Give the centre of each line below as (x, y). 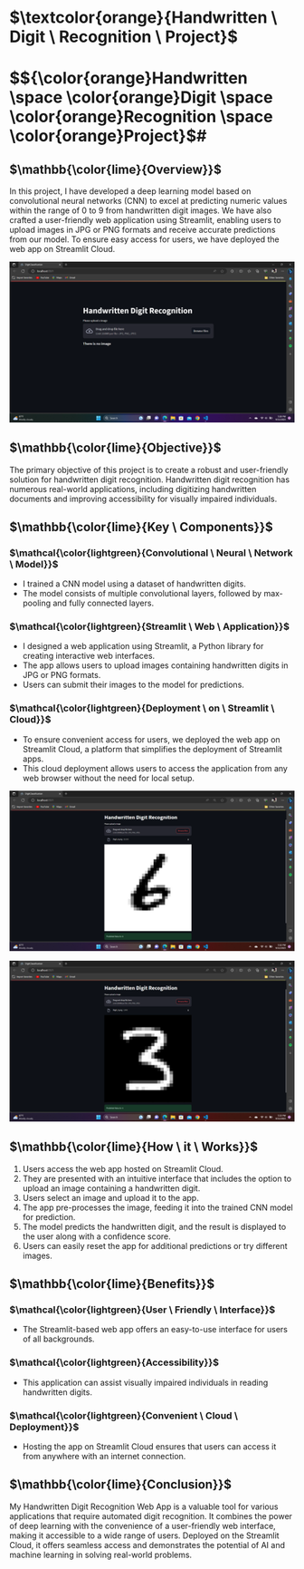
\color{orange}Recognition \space (141, 117)
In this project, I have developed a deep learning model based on (130, 191)
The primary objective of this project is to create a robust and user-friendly (149, 470)
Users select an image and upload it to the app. (110, 1197)
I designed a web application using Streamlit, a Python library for (143, 646)
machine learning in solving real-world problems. (101, 1554)
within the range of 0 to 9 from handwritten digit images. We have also (141, 210)
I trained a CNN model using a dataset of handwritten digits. (134, 584)
